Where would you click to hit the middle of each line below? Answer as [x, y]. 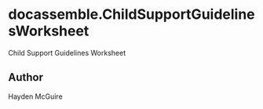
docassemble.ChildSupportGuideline [131, 15]
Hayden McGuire [35, 96]
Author [26, 77]
